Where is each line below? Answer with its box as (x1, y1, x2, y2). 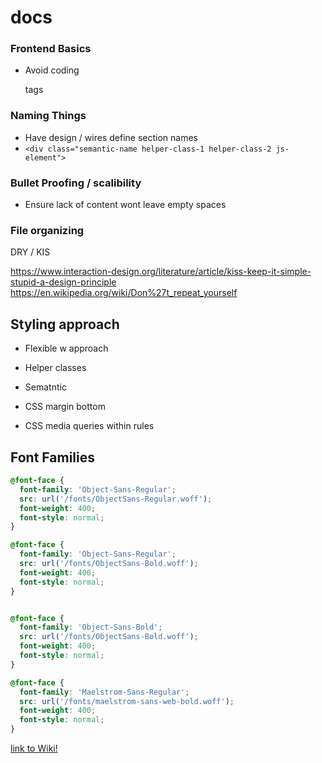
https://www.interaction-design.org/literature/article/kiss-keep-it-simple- (10, 266, 312, 278)
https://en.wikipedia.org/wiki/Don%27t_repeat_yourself (10, 287, 238, 299)
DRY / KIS (10, 246, 51, 258)
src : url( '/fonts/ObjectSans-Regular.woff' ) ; (19, 494, 213, 504)
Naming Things (10, 109, 87, 123)
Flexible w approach (24, 342, 109, 355)
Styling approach (10, 316, 120, 333)
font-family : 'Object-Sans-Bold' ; (19, 622, 163, 633)
